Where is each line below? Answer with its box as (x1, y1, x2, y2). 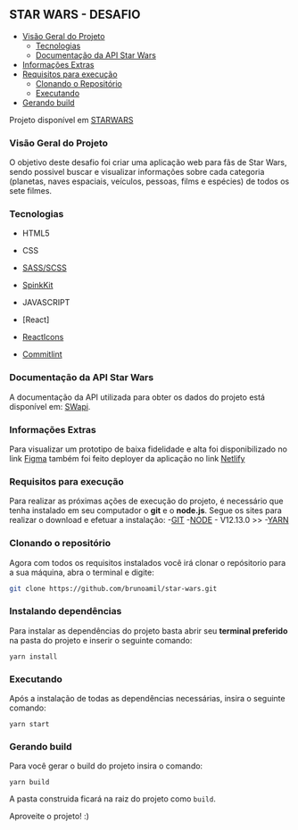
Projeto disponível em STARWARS (9, 114, 134, 125)
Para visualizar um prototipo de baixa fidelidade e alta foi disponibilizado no (9, 444, 288, 454)
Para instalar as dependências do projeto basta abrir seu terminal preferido (9, 625, 288, 636)
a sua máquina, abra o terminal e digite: (9, 567, 154, 577)
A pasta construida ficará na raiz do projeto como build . (9, 793, 216, 804)
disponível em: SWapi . (9, 401, 91, 411)
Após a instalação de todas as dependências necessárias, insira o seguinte (9, 693, 286, 704)
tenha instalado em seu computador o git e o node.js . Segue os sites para (9, 505, 283, 516)
